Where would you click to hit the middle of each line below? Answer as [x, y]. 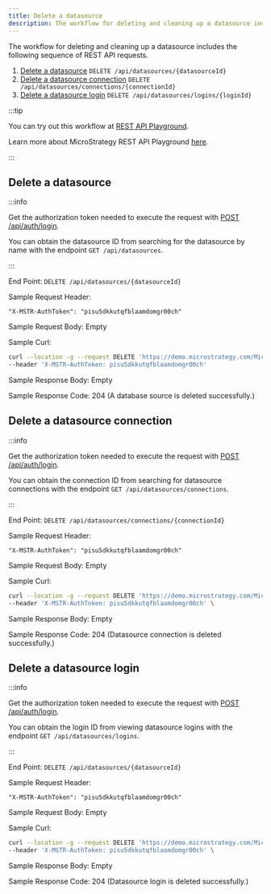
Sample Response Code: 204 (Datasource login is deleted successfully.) [129, 882]
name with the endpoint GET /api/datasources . [86, 250]
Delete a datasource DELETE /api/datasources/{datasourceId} [123, 70]
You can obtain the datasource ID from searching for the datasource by [127, 242]
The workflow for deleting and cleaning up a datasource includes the [123, 46]
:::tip [16, 110]
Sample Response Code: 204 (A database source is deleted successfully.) [132, 396]
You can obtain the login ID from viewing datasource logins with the [121, 727]
